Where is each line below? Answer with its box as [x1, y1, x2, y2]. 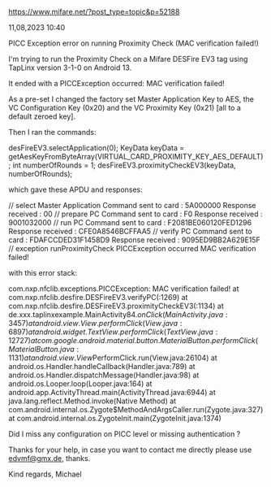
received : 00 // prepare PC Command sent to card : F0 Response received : [8, 209, 263, 219]
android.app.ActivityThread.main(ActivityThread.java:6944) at [8, 388, 217, 397]
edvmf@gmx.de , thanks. [8, 454, 91, 463]
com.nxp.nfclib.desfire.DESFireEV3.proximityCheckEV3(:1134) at [8, 301, 225, 311]
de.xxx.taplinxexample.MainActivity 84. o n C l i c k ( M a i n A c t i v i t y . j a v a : [8, 310, 228, 320]
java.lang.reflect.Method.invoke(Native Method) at [8, 396, 177, 406]
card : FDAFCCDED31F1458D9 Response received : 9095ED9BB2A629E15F [8, 235, 261, 245]
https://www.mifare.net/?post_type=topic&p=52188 [8, 7, 180, 16]
